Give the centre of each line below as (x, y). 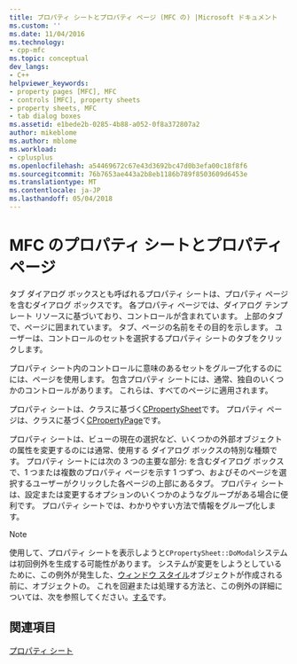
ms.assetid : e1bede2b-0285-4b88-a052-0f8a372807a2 (105, 125)
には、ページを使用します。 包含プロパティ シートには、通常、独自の (135, 379)
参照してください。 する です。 (117, 597)
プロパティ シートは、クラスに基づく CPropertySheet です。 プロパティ (137, 409)
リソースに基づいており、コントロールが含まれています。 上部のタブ (159, 316)
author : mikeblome (43, 133)
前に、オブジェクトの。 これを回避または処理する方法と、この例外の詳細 (142, 585)
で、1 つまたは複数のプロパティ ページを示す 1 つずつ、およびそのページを (144, 472)
